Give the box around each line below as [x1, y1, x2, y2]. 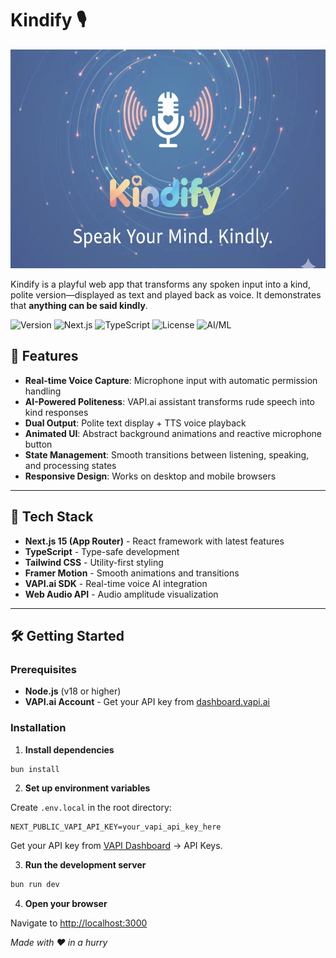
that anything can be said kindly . [10, 299, 148, 311]
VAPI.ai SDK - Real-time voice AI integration [24, 577, 208, 589]
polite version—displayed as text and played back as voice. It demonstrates [10, 288, 322, 301]
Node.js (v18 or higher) [24, 685, 122, 697]
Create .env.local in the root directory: [10, 802, 172, 814]
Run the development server [24, 859, 147, 871]
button [24, 438, 53, 450]
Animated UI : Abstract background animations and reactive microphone [24, 427, 323, 439]
